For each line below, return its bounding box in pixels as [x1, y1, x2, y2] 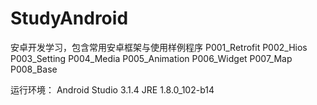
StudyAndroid [10, 7, 129, 30]
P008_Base [10, 63, 58, 75]
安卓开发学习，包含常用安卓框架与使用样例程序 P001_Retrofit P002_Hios [10, 41, 308, 53]
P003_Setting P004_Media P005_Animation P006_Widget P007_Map [10, 52, 293, 64]
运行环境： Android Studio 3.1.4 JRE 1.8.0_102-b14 [10, 83, 215, 96]
